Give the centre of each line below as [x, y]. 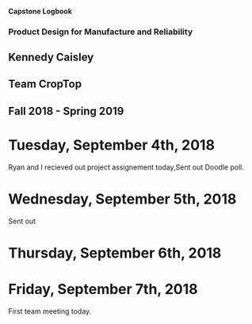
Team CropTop [45, 84]
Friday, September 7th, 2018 [103, 289]
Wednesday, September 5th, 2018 [122, 199]
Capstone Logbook [40, 11]
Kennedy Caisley [51, 57]
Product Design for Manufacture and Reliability [100, 32]
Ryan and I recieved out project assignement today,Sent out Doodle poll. [126, 167]
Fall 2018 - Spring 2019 [66, 111]
